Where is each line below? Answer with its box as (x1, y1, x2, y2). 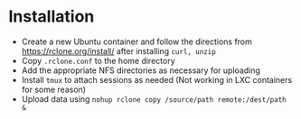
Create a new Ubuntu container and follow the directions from (21, 36, 252, 47)
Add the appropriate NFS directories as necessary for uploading (21, 65, 261, 76)
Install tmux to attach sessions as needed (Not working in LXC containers (21, 74, 293, 85)
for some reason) (21, 84, 87, 95)
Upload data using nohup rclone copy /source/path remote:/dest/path (21, 93, 287, 105)
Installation (8, 6, 95, 27)
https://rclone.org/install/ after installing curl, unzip (21, 45, 216, 56)
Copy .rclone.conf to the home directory (21, 55, 175, 66)
